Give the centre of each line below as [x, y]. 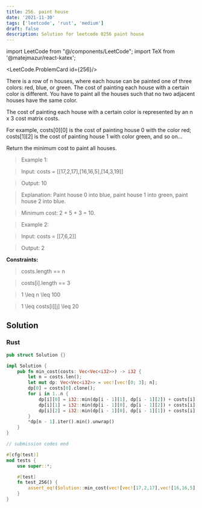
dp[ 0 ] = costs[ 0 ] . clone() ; [62, 388]
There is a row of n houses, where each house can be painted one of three [99, 81]
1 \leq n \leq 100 [41, 295]
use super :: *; [35, 466]
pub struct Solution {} [36, 355]
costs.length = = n [43, 271]
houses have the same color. [42, 101]
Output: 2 [33, 248]
